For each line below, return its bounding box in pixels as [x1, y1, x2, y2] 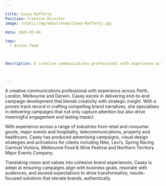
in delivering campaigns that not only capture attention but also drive [5, 108, 146, 114]
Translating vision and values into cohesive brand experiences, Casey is [5, 159, 152, 165]
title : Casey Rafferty [5, 11, 52, 16]
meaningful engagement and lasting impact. [5, 114, 95, 120]
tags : [5, 39, 16, 44]
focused [5, 175, 22, 181]
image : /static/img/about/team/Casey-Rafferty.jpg [5, 21, 112, 26]
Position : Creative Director [5, 16, 65, 21]
